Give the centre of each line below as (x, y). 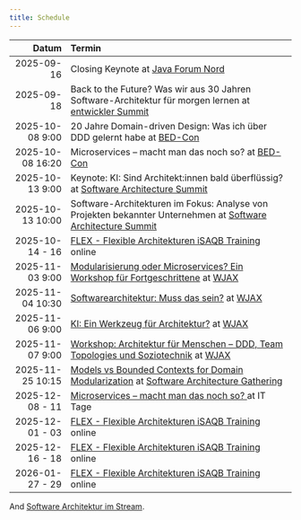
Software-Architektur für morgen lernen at (160, 100)
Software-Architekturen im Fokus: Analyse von (169, 203)
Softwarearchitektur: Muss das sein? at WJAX (166, 297)
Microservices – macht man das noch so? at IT (168, 395)
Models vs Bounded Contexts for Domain (157, 369)
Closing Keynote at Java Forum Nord (148, 68)
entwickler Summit (110, 111)
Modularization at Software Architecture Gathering (176, 381)
